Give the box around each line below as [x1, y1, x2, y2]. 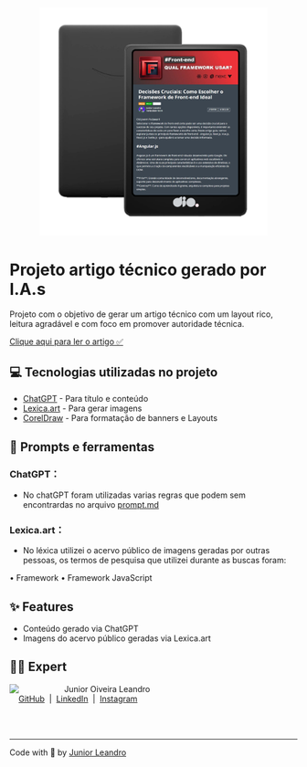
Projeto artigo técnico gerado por [9, 259, 267, 280]
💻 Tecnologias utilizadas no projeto [9, 364, 218, 380]
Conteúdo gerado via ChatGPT [22, 623, 139, 634]
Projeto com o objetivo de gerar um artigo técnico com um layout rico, [9, 309, 274, 320]
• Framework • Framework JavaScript [9, 573, 153, 583]
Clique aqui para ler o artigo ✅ [9, 336, 123, 347]
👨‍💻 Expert [9, 659, 67, 675]
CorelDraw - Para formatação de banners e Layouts [22, 413, 217, 424]
